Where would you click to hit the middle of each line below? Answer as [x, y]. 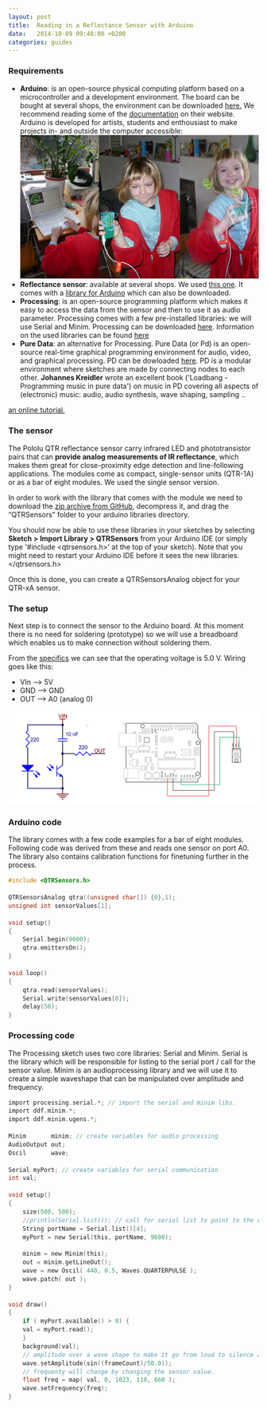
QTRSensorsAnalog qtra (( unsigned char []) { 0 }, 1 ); [92, 898]
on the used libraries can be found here [84, 336]
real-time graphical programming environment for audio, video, [147, 352]
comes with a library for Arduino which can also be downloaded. [125, 293]
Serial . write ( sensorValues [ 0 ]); [76, 998]
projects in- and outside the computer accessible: [101, 131]
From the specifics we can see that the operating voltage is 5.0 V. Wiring [127, 659]
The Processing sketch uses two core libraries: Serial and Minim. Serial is [128, 1053]
